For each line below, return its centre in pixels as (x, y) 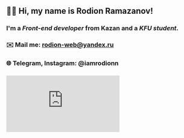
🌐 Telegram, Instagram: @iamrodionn (62, 63)
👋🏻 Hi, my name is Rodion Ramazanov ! (80, 11)
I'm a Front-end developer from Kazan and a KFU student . (93, 28)
